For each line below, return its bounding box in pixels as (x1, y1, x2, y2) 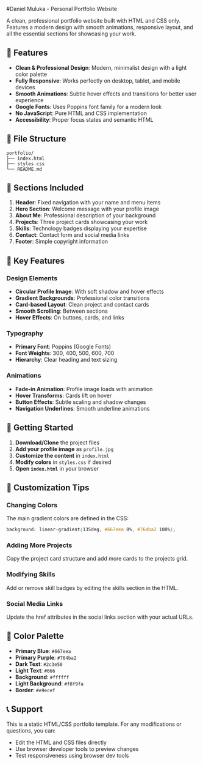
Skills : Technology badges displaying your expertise (15, 225, 148, 232)
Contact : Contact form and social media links (15, 231, 130, 239)
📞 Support (6, 704, 43, 715)
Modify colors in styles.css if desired (15, 458, 112, 466)
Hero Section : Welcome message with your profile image (15, 205, 160, 213)
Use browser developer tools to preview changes (15, 745, 139, 752)
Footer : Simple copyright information (15, 238, 109, 245)
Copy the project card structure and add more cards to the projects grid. (6, 555, 188, 562)
